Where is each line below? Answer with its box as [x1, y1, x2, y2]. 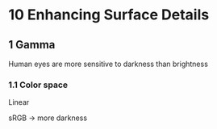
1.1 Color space [8, 79, 69, 90]
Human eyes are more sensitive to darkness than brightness [8, 59, 208, 69]
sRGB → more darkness [8, 113, 87, 123]
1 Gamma [8, 38, 56, 52]
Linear [8, 98, 30, 107]
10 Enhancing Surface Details [8, 6, 210, 24]
